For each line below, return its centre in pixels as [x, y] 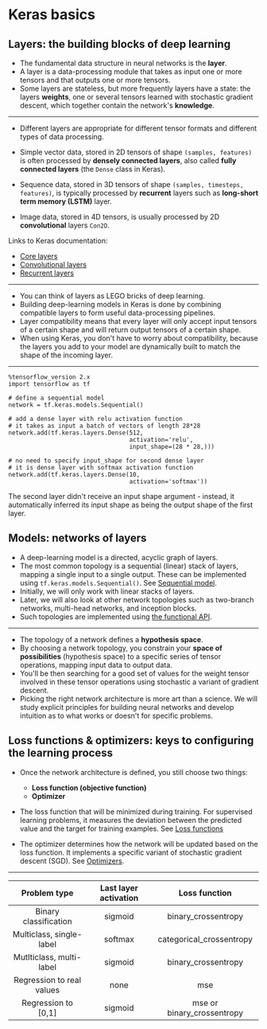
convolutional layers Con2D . [64, 225]
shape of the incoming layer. [66, 355]
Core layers [39, 256]
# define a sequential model [56, 398]
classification [48, 921]
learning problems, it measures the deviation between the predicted [131, 820]
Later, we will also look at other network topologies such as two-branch [137, 599]
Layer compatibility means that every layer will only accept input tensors [138, 321]
